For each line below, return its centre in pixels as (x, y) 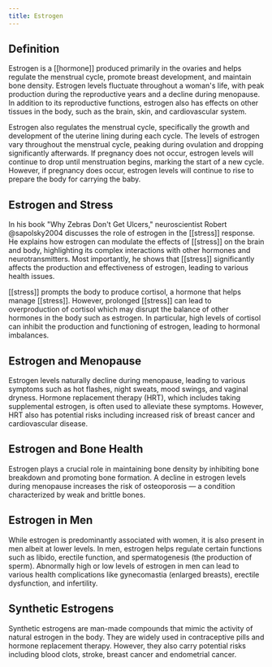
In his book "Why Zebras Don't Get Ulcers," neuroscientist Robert (118, 225)
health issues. (32, 277)
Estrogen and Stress (61, 205)
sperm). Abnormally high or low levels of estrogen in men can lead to (124, 565)
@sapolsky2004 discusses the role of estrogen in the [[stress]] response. (132, 233)
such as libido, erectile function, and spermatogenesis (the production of (130, 557)
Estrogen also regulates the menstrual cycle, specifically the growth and (129, 128)
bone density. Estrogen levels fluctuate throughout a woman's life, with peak (136, 85)
